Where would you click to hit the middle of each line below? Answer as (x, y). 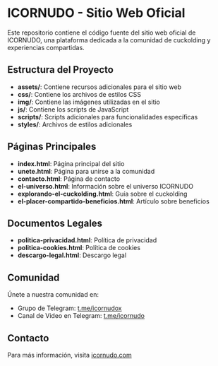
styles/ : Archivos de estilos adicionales (75, 124)
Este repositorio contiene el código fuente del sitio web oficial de (102, 33)
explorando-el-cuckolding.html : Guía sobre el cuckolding (102, 194)
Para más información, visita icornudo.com (69, 355)
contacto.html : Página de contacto (69, 179)
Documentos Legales (55, 223)
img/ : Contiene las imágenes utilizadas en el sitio (89, 102)
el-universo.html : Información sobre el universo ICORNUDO (105, 186)
